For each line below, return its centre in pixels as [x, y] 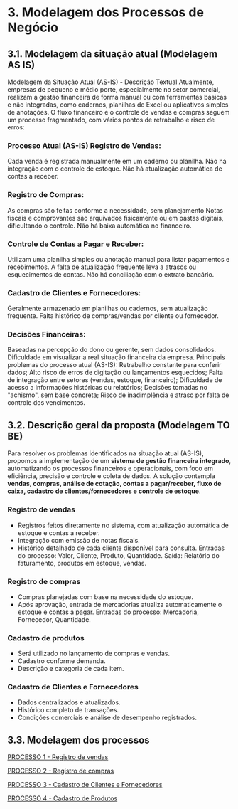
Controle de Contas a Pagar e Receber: [76, 244]
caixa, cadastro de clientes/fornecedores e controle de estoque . [104, 491]
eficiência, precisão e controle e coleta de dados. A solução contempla [111, 476]
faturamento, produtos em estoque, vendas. [82, 563]
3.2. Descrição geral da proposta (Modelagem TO [119, 425]
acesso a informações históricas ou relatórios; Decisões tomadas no [108, 388]
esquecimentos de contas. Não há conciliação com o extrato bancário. [111, 274]
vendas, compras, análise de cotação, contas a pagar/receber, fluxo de [114, 484]
